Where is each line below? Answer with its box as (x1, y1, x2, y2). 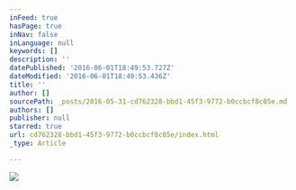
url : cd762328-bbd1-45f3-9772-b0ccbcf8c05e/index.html (9, 131, 220, 140)
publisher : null (9, 113, 70, 122)
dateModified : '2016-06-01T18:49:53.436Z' (9, 72, 171, 81)
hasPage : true (9, 22, 63, 31)
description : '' (9, 55, 70, 64)
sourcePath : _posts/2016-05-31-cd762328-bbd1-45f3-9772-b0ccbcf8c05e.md (9, 96, 288, 106)
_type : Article (9, 139, 67, 148)
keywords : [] (9, 47, 58, 56)
